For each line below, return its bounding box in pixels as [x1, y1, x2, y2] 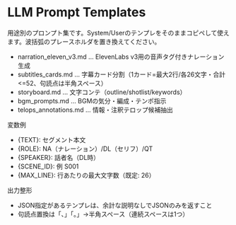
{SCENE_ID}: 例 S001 [17, 162, 79, 171]
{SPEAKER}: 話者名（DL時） [17, 153, 100, 161]
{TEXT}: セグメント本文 [17, 135, 86, 144]
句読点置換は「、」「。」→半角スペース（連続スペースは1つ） [17, 209, 189, 218]
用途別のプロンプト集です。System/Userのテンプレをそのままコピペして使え [7, 28, 230, 37]
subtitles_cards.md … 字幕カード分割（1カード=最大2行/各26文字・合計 [17, 70, 226, 79]
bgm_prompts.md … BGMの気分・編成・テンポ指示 [17, 96, 167, 105]
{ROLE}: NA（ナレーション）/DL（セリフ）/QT [17, 144, 153, 153]
